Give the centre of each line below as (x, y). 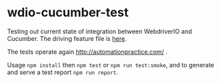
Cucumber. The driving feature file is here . (67, 38)
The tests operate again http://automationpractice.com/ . (88, 52)
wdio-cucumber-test (68, 13)
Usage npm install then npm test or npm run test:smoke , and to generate (111, 65)
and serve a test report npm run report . (63, 72)
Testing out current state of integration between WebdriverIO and (100, 31)
